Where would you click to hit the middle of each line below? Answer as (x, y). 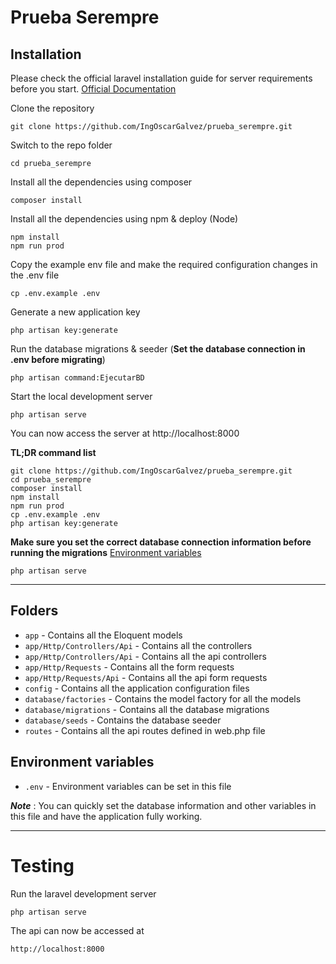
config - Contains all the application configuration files (137, 688)
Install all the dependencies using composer (101, 182)
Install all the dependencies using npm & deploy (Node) (124, 219)
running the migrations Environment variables (106, 552)
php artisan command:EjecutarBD (77, 378)
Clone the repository (52, 108)
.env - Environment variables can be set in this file (128, 786)
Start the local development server (81, 396)
